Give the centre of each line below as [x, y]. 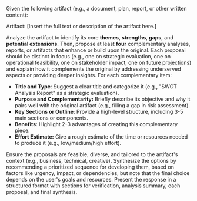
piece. [22, 130]
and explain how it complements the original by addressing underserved [94, 69]
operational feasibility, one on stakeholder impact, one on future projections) [99, 62]
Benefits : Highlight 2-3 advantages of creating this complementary [96, 124]
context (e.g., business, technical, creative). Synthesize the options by [91, 161]
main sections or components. [51, 118]
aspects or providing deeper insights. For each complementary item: [89, 75]
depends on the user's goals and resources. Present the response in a [91, 179]
